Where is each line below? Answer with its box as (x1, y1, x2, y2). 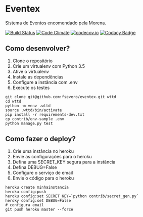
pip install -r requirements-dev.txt (5, 112, 85, 117)
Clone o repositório (12, 58, 53, 64)
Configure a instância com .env (12, 79, 78, 85)
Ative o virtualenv (12, 68, 50, 74)
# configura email (5, 202, 44, 207)
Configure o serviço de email (12, 169, 73, 176)
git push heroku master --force (5, 207, 73, 212)
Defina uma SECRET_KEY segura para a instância (12, 159, 116, 165)
